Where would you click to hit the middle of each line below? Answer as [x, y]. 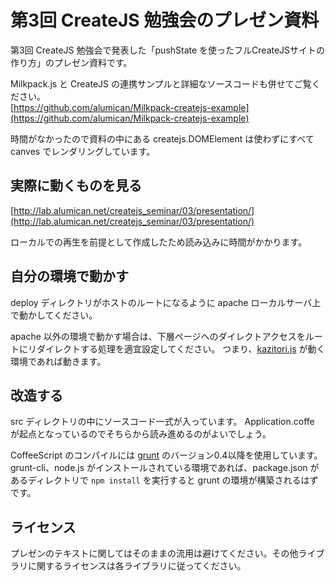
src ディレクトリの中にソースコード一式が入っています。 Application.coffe [162, 422]
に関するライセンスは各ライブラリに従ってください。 [137, 566]
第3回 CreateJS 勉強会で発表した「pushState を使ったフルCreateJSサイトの [168, 50]
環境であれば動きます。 [58, 361]
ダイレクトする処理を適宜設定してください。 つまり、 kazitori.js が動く [181, 348]
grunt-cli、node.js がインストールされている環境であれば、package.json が [165, 468]
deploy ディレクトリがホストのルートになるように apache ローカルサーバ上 [166, 302]
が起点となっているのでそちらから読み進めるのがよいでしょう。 [141, 434]
